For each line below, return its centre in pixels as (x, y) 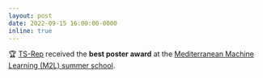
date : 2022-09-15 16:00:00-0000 (63, 23)
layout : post (30, 16)
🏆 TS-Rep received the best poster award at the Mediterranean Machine (131, 54)
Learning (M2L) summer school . (62, 66)
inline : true (30, 31)
